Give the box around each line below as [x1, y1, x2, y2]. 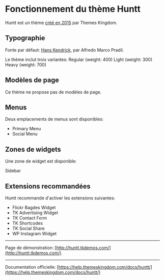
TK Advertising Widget [12, 210, 58, 216]
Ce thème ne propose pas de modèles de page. [5, 89, 102, 95]
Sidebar [5, 168, 21, 174]
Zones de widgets [5, 145, 61, 153]
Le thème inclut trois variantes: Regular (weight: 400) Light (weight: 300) [5, 56, 153, 62]
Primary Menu [12, 126, 41, 132]
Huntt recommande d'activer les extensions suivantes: [5, 195, 115, 201]
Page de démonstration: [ [5, 245, 56, 251]
